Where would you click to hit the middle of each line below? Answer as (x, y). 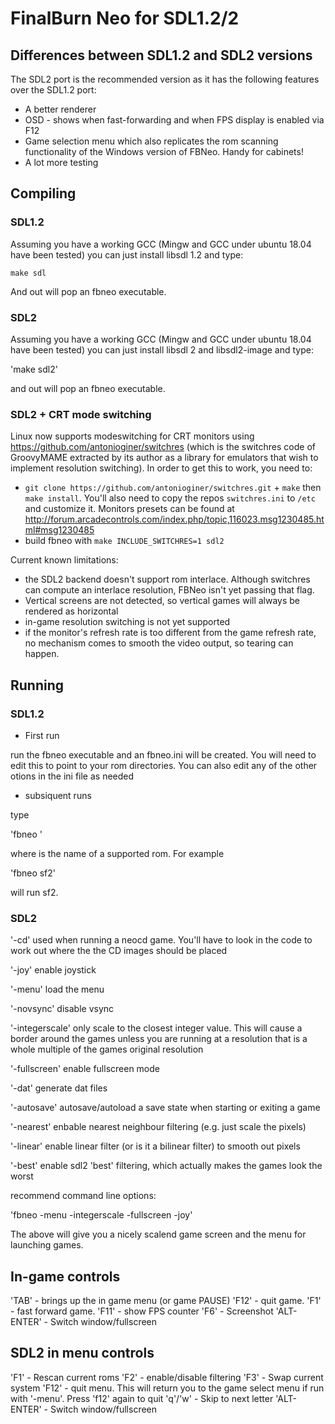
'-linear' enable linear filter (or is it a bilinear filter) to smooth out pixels (155, 1146)
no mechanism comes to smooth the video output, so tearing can (159, 643)
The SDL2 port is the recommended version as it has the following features (165, 79)
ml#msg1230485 (59, 530)
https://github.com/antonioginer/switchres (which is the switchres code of (163, 447)
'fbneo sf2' (33, 873)
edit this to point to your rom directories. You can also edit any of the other (164, 765)
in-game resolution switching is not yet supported (127, 622)
